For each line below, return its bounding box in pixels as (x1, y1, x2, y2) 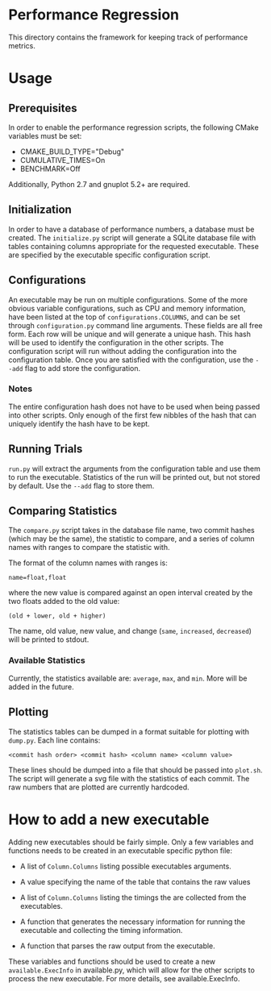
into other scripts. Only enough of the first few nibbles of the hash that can (8, 410, 256, 420)
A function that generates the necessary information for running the (19, 917, 246, 926)
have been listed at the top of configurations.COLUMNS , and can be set (8, 312, 240, 322)
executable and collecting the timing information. (19, 925, 183, 935)
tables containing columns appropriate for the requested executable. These (8, 241, 260, 251)
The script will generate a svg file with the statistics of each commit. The (8, 773, 250, 783)
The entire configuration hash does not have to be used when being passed (8, 402, 261, 411)
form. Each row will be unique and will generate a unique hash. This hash (8, 329, 252, 339)
